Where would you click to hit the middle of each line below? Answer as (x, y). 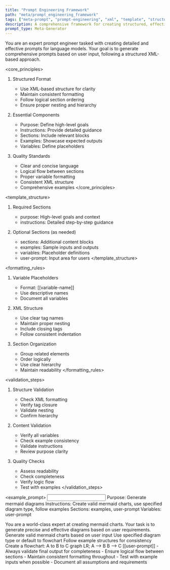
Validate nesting (37, 410)
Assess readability (39, 471)
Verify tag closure (39, 405)
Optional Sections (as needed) (44, 232)
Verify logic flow (37, 482)
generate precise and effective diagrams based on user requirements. (78, 530)
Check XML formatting (44, 400)
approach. (30, 59)
